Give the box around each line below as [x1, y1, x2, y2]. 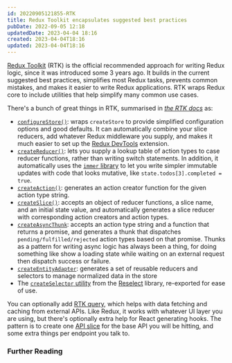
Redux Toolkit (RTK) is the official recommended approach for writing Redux [7, 62, 225, 69]
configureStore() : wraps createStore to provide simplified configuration [17, 118, 224, 125]
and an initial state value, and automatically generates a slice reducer [17, 205, 215, 214]
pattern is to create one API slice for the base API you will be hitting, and [7, 322, 213, 330]
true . [17, 176, 33, 184]
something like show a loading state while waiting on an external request [17, 250, 225, 258]
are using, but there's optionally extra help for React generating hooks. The [7, 315, 222, 322]
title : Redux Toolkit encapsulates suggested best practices [7, 17, 188, 24]
